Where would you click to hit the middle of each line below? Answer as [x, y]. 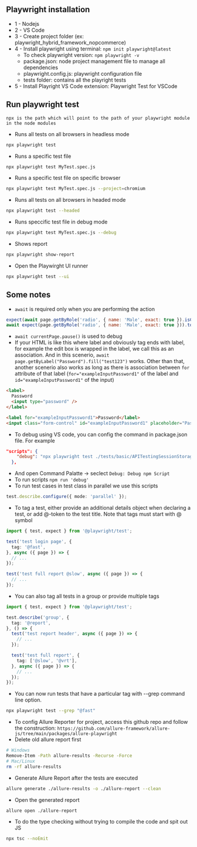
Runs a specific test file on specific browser [67, 178]
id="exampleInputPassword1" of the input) [64, 380]
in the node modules [31, 123]
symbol [23, 520]
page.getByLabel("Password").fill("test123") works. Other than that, [99, 361]
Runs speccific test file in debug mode [61, 222]
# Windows [18, 750]
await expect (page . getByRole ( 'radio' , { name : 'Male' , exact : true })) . [97, 325]
